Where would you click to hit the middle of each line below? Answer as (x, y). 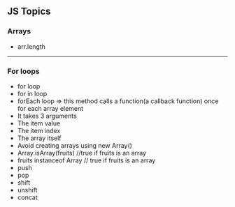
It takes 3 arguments (47, 116)
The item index (39, 130)
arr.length (31, 46)
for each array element (50, 108)
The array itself (39, 138)
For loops (23, 71)
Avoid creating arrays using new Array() (75, 145)
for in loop (32, 93)
